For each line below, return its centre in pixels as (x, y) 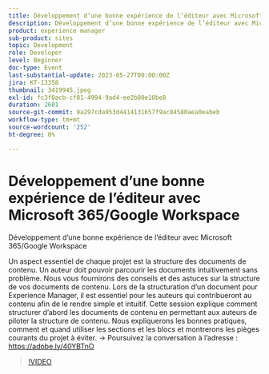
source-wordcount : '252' (50, 127)
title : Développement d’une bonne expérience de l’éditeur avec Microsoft (136, 16)
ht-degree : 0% (32, 134)
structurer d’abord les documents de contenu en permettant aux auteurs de (133, 312)
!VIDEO (40, 361)
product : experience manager (57, 30)
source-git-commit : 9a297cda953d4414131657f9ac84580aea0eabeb (114, 113)
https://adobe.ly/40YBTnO (51, 346)
